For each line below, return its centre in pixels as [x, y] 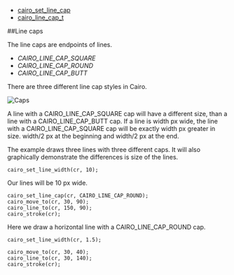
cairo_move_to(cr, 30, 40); [48, 252]
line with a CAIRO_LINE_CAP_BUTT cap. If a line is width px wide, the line [113, 121]
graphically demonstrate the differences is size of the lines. [93, 157]
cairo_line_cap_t [41, 17]
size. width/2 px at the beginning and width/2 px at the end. [93, 136]
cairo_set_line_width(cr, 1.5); [54, 240]
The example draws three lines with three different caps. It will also [104, 149]
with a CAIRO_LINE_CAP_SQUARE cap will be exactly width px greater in [111, 128]
